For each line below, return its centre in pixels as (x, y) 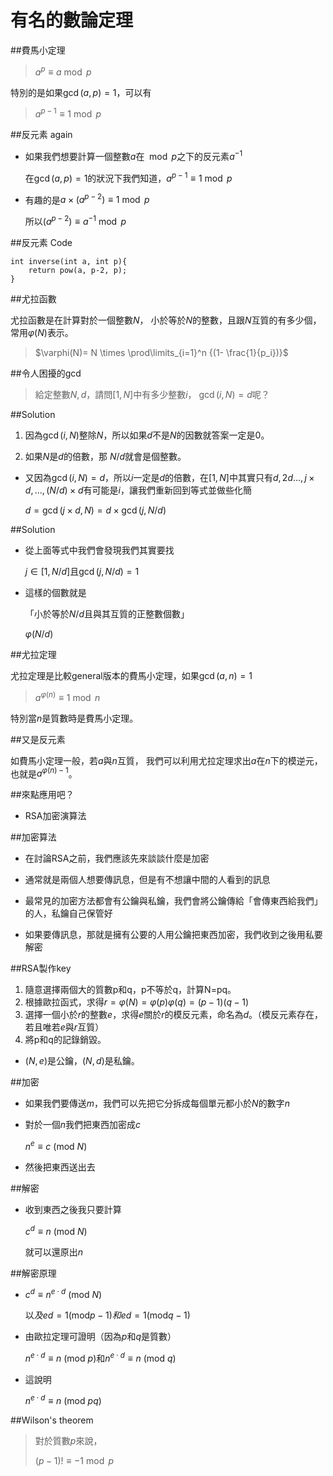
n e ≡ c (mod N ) (56, 1145)
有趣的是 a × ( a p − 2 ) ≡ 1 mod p (87, 199)
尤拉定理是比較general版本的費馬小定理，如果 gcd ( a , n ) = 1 (131, 675)
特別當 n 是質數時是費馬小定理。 (74, 718)
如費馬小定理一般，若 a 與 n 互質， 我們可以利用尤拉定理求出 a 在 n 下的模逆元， (166, 760)
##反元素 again (41, 135)
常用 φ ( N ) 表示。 (42, 332)
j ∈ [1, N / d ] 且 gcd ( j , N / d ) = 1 (82, 571)
